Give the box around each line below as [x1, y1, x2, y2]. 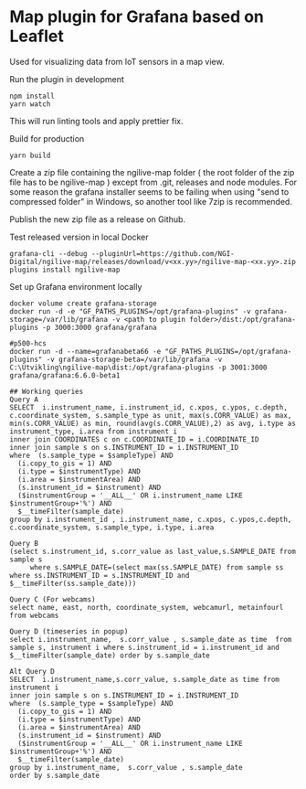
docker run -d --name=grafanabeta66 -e [9, 347, 162, 356]
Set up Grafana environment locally [9, 281, 142, 292]
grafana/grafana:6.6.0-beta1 [9, 370, 121, 380]
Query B [9, 538, 39, 548]
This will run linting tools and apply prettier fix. [9, 115, 184, 126]
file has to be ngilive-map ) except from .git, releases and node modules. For [9, 176, 298, 187]
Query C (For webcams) [9, 594, 96, 604]
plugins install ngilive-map [9, 265, 121, 274]
